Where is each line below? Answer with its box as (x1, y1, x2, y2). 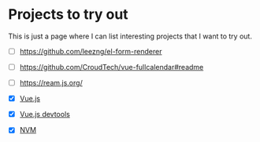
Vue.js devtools (19, 110, 71, 119)
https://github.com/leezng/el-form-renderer (19, 46, 162, 56)
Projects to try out (8, 5, 128, 24)
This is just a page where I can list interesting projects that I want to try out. (8, 31, 252, 41)
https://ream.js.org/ (19, 78, 83, 88)
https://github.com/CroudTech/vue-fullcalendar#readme (19, 63, 204, 71)
